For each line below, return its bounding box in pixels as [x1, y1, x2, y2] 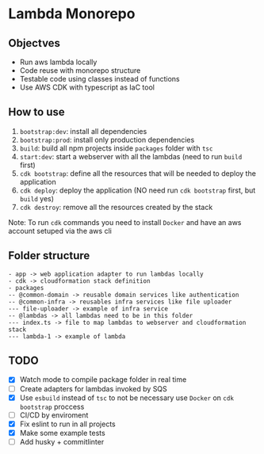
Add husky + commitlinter [19, 437, 105, 446]
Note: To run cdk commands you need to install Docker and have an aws [8, 217, 242, 227]
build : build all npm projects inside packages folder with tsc [19, 143, 213, 153]
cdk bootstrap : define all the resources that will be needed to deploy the [19, 168, 256, 178]
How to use [8, 105, 65, 119]
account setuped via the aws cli [8, 226, 113, 235]
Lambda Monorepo [8, 5, 136, 23]
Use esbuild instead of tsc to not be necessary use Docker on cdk [19, 393, 234, 402]
